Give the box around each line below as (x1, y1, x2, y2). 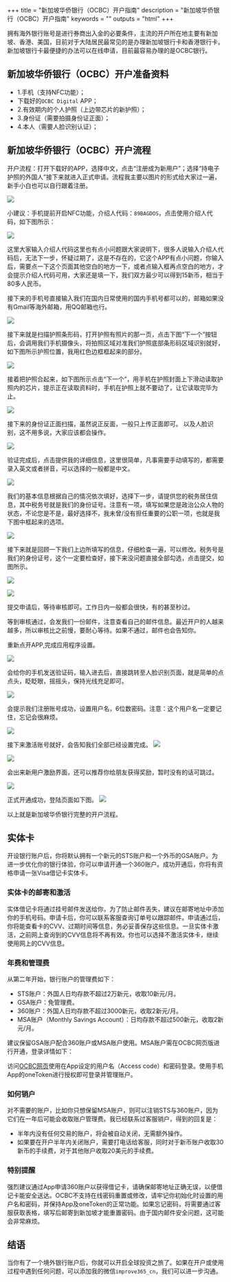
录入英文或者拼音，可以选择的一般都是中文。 (7, 464, 134, 473)
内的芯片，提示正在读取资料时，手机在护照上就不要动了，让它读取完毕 (12, 383, 212, 392)
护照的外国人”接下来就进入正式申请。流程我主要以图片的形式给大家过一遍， (7, 173, 221, 181)
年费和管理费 (7, 958, 50, 968)
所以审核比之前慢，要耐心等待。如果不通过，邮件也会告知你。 (25, 626, 200, 634)
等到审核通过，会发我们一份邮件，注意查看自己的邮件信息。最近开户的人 (7, 617, 212, 626)
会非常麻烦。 (7, 1217, 43, 1225)
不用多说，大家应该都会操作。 (25, 428, 110, 436)
